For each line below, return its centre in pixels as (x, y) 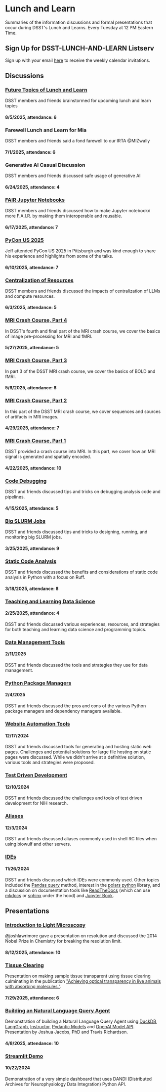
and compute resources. (30, 296)
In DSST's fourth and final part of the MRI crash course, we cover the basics (83, 331)
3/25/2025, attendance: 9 (32, 548)
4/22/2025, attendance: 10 (33, 468)
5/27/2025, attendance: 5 (32, 348)
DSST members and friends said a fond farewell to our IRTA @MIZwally (78, 141)
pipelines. (15, 497)
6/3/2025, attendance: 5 (31, 308)
